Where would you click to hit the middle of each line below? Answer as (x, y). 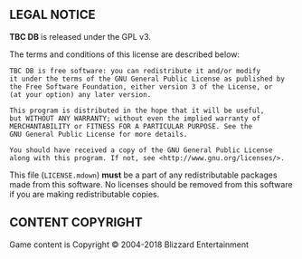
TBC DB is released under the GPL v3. (80, 36)
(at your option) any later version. (80, 94)
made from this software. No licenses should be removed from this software (151, 184)
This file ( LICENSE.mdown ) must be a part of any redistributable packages (143, 175)
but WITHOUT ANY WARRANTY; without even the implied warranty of (135, 118)
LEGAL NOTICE (52, 15)
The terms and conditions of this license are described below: (125, 54)
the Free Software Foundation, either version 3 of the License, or (141, 86)
